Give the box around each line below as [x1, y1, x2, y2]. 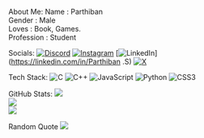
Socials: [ [8, 48, 119, 57]
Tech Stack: [8, 73, 49, 82]
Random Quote [8, 122, 59, 132]
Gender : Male [8, 15, 56, 25]
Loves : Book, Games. [8, 24, 81, 33]
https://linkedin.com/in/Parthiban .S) [11, 56, 132, 66]
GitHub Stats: [8, 89, 53, 98]
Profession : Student [8, 32, 77, 42]
